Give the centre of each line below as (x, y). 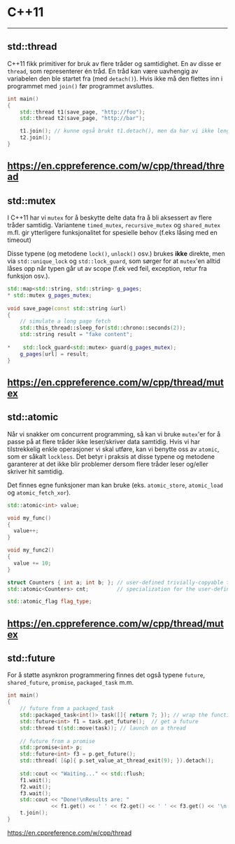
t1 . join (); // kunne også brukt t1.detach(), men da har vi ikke (117, 131)
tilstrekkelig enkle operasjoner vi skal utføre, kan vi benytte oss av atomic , (113, 449)
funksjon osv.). (29, 276)
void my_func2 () (31, 550)
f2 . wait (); (36, 786)
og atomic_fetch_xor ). (39, 493)
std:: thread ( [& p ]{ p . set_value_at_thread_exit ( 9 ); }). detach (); (117, 761)
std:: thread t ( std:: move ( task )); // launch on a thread (103, 728)
